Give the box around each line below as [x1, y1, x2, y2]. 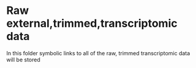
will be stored [6, 56, 41, 63]
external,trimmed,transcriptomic [6, 16, 178, 30]
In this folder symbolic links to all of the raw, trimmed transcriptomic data [6, 49, 190, 56]
